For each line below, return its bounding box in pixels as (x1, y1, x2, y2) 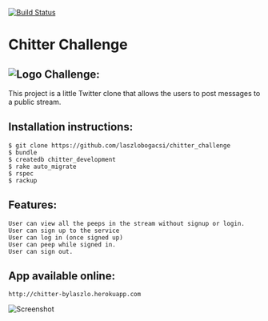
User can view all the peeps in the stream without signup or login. (8, 219, 246, 227)
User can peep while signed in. (8, 240, 116, 248)
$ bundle (8, 148, 38, 156)
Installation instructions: (8, 120, 134, 134)
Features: (8, 199, 58, 212)
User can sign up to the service (8, 227, 120, 235)
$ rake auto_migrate (8, 163, 78, 171)
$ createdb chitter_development (8, 155, 116, 163)
